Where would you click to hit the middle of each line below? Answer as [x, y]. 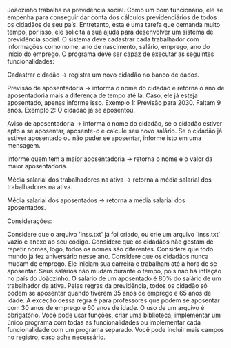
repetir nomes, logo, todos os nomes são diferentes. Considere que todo [110, 249]
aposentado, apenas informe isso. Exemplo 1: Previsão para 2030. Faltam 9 [114, 103]
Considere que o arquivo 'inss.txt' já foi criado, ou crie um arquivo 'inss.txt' [114, 234]
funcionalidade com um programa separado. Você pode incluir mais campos [116, 330]
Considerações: [30, 221]
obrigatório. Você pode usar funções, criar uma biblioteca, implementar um [114, 315]
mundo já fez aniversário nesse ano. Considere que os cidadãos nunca [108, 256]
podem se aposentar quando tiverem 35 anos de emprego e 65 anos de [109, 293]
